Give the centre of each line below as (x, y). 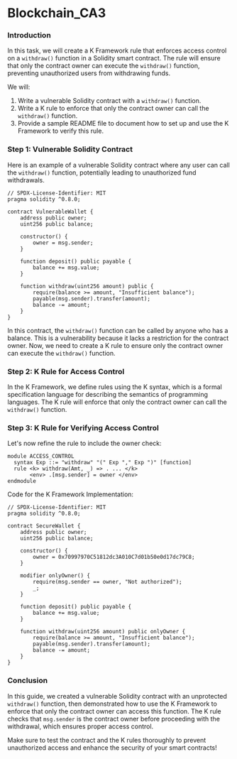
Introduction (29, 36)
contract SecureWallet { (44, 526)
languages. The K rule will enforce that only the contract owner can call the (117, 402)
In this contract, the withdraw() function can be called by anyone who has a (118, 330)
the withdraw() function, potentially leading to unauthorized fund (102, 173)
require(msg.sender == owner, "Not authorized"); (108, 582)
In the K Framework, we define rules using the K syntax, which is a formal (115, 387)
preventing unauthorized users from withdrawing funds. (89, 73)
